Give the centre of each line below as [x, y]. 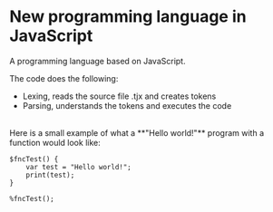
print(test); [50, 175]
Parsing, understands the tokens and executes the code [127, 105]
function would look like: [55, 142]
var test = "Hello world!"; [78, 167]
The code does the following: [64, 78]
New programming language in [128, 17]
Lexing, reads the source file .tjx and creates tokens [119, 96]
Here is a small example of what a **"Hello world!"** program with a [137, 132]
